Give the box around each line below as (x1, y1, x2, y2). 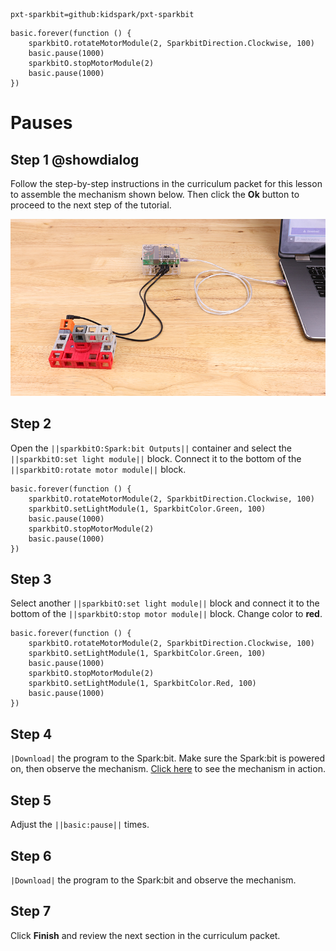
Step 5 (10, 792, 52, 809)
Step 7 (10, 903, 52, 920)
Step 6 (10, 847, 52, 864)
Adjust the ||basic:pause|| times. (10, 819, 150, 831)
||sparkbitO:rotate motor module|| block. (10, 463, 187, 475)
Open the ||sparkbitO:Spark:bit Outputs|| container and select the (10, 442, 292, 454)
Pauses (10, 112, 73, 134)
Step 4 (10, 725, 53, 743)
